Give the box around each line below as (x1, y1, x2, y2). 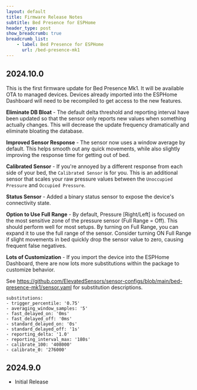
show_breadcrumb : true (6, 31, 62, 37)
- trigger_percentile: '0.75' (6, 300, 81, 306)
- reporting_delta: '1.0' (6, 331, 69, 337)
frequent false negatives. (6, 242, 66, 249)
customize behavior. (6, 266, 55, 273)
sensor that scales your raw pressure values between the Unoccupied (6, 175, 173, 182)
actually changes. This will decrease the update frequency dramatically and (6, 121, 189, 128)
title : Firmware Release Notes (6, 14, 83, 20)
